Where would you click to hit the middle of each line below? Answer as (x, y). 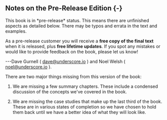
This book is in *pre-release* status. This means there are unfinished (77, 20)
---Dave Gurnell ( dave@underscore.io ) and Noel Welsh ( (65, 61)
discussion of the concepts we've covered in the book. (70, 92)
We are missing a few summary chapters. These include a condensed (85, 86)
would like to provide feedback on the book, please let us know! (72, 51)
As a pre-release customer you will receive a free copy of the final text (79, 41)
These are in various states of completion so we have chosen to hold (85, 107)
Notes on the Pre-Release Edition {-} (64, 8)
